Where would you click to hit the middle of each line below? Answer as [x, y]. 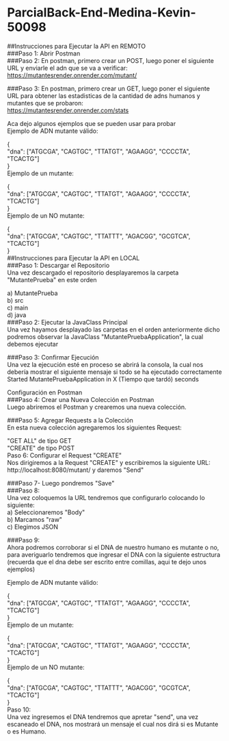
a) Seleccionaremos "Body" [46, 512]
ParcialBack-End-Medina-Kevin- [102, 13]
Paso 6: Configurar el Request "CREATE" [64, 455]
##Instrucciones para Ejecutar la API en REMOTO [76, 46]
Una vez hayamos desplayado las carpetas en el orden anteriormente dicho [113, 329]
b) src [15, 300]
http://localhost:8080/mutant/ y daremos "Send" [76, 470]
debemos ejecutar [33, 344]
